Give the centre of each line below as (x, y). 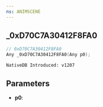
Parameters (28, 83)
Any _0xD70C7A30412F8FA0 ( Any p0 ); (49, 55)
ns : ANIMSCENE (24, 12)
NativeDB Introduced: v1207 (41, 66)
